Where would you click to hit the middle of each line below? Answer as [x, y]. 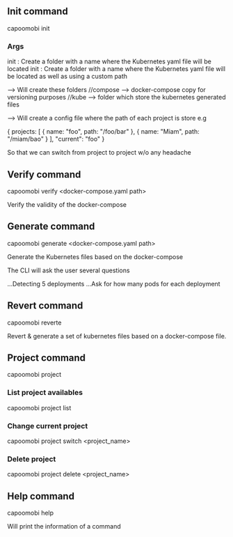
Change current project [48, 426]
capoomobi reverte [34, 322]
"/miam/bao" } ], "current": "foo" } [56, 139]
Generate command [51, 227]
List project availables [45, 393]
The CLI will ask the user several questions [69, 270]
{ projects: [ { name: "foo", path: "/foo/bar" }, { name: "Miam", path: [103, 132]
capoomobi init [29, 28]
